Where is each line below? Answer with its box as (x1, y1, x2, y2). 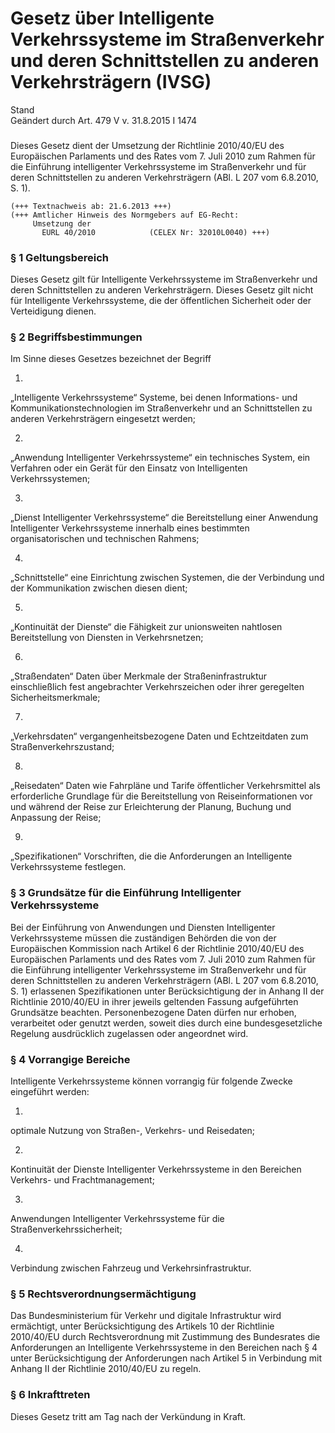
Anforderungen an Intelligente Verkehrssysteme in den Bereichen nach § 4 (10, 1342, 318, 1354)
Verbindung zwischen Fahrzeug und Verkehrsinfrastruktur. (10, 1262, 252, 1274)
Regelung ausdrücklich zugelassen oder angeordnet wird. (10, 1027, 249, 1039)
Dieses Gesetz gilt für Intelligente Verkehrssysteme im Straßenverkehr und (10, 273, 318, 286)
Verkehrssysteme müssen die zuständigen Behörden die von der (10, 932, 277, 944)
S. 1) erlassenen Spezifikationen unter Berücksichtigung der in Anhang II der (10, 985, 325, 997)
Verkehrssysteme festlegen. (10, 861, 127, 873)
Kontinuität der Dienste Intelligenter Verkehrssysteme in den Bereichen (10, 1163, 302, 1176)
